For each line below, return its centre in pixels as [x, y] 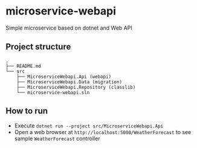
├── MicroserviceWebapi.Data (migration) [69, 82]
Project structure [38, 47]
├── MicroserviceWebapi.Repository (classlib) [76, 87]
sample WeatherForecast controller [57, 138]
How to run [27, 111]
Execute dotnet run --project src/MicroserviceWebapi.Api [89, 126]
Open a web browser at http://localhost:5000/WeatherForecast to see [103, 132]
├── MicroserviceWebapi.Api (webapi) [64, 77]
